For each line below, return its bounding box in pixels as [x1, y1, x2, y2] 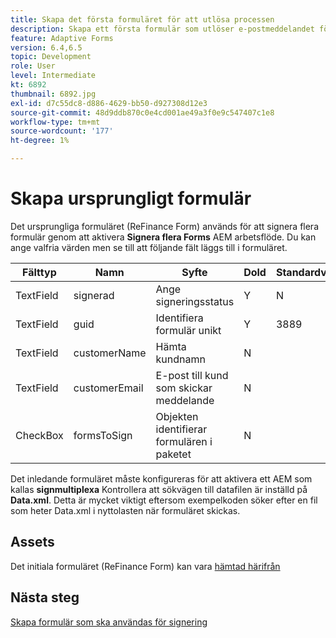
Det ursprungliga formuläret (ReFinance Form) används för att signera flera [10, 220, 319, 232]
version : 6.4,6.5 [10, 42, 83, 53]
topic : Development [10, 52, 92, 62]
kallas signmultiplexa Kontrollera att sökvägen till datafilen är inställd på [10, 483, 308, 495]
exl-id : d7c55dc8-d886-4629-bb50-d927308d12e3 [10, 98, 208, 108]
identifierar [155, 422, 208, 436]
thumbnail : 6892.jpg [10, 89, 97, 99]
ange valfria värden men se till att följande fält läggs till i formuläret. [10, 241, 288, 253]
